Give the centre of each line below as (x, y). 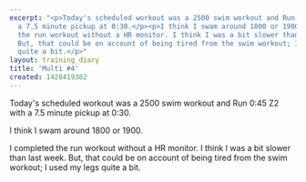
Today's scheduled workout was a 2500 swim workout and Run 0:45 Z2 (144, 103)
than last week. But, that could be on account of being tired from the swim (149, 157)
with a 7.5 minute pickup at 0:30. (71, 112)
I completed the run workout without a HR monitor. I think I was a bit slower (150, 147)
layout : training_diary (55, 60)
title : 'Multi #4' (44, 69)
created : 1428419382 (49, 77)
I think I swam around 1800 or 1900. (76, 130)
